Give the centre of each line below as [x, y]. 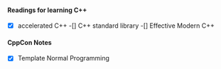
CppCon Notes [29, 42]
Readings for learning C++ [47, 10]
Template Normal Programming [64, 58]
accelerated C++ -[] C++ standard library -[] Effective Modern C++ [116, 26]
